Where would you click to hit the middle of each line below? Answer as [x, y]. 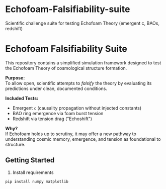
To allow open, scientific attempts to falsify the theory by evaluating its [78, 83]
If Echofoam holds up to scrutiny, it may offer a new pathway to [71, 134]
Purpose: [15, 78]
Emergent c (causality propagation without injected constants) [77, 108]
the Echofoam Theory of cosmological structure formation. [66, 68]
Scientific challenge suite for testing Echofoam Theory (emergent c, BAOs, [82, 23]
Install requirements [33, 172]
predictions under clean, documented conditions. [56, 88]
